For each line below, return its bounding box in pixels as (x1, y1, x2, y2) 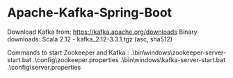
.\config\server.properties (7, 63, 81, 71)
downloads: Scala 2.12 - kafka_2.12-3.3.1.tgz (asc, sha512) (7, 35, 172, 43)
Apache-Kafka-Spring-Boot (7, 5, 172, 21)
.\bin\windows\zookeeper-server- (130, 48, 227, 57)
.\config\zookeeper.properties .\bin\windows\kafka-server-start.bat (33, 55, 226, 64)
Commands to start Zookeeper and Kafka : (7, 48, 129, 57)
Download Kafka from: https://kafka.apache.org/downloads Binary (7, 28, 198, 36)
